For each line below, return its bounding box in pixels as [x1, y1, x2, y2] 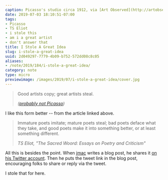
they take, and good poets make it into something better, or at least [17, 125, 156, 131]
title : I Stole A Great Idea [5, 44, 66, 49]
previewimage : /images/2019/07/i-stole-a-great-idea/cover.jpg [5, 77, 140, 82]
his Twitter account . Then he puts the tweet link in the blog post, [5, 155, 138, 161]
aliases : [5, 58, 23, 63]
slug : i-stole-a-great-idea [5, 49, 64, 54]
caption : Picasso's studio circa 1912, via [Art [5, 7, 108, 12]
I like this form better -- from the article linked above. [5, 110, 114, 116]
